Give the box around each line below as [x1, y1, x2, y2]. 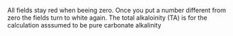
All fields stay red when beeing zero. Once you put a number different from [7, 6, 227, 14]
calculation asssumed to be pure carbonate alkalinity [7, 21, 161, 29]
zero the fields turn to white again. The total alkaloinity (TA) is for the [7, 13, 208, 22]
